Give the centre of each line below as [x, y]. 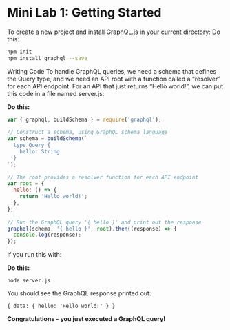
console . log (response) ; [47, 235]
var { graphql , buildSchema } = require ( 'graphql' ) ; [84, 119]
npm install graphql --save [48, 58]
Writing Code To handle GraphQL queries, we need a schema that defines [112, 71]
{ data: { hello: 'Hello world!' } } [61, 306]
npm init [20, 52]
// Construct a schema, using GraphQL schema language [87, 133]
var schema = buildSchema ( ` [48, 139]
